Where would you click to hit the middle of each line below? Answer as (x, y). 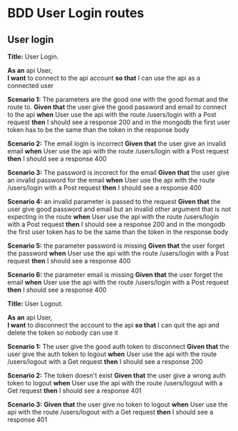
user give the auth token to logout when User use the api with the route (112, 354)
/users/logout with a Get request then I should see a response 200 (105, 361)
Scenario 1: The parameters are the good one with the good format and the (118, 99)
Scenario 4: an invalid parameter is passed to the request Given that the (114, 202)
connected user (31, 86)
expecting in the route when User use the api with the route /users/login (113, 217)
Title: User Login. (33, 56)
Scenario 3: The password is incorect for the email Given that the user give (119, 172)
